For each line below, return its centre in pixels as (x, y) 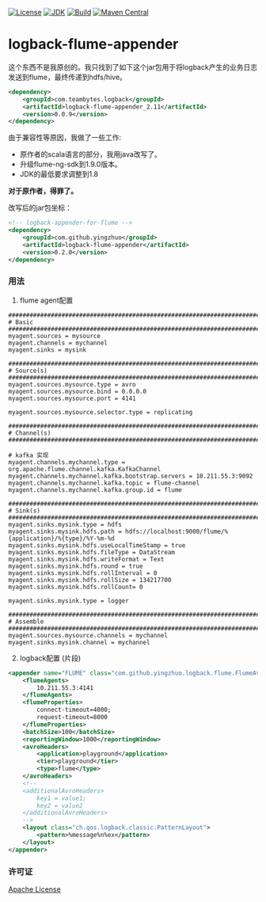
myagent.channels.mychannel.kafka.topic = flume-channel (104, 483)
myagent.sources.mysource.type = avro (72, 384)
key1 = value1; (62, 798)
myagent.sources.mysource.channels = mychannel (88, 635)
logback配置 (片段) (50, 658)
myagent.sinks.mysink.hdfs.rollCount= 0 (76, 587)
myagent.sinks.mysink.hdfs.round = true (76, 566)
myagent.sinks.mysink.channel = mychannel (79, 642)
